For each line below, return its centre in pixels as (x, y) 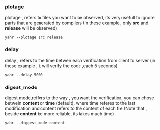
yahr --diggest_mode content (35, 123)
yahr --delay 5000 (24, 75)
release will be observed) (31, 28)
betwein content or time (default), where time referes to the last (70, 103)
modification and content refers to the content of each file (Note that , (76, 108)
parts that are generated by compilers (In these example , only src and (77, 23)
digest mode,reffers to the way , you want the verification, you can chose (80, 98)
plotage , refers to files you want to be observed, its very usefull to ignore (80, 18)
